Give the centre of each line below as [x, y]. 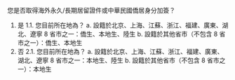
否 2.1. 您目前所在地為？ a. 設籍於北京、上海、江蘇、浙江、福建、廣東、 [120, 52]
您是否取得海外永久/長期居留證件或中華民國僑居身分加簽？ [92, 10]
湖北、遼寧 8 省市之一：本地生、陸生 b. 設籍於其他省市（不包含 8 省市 [118, 60]
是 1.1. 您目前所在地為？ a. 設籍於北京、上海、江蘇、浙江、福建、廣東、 [120, 25]
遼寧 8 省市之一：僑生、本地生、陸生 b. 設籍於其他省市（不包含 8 [124, 34]
